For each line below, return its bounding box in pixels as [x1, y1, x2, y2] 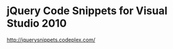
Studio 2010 [6, 17, 67, 30]
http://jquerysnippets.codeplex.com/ [6, 36, 96, 43]
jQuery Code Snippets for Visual [6, 4, 168, 18]
